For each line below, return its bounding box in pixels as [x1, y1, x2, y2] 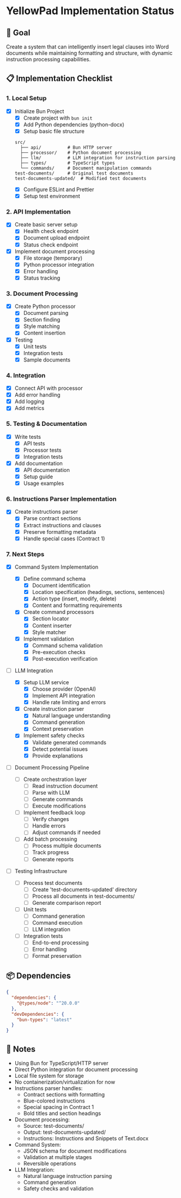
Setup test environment [23, 193, 81, 199]
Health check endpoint [23, 228, 79, 235]
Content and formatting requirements [32, 602, 122, 609]
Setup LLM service [23, 678, 69, 685]
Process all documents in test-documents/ [32, 892, 135, 900]
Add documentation [14, 459, 63, 467]
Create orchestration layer [23, 776, 87, 783]
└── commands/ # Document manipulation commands [20, 165, 152, 171]
